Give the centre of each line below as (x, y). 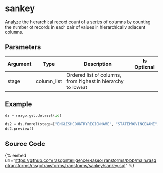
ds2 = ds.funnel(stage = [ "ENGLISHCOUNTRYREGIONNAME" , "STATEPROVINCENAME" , (82, 124)
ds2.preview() (19, 129)
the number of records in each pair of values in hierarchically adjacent (75, 27)
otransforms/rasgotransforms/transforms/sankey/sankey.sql (65, 166)
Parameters (23, 47)
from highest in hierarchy (95, 81)
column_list (49, 81)
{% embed (16, 155)
